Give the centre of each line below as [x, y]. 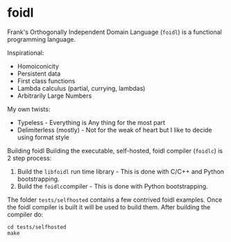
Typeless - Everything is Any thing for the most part [91, 122]
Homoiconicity [38, 66]
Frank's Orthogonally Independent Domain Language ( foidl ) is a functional [114, 32]
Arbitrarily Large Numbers [54, 96]
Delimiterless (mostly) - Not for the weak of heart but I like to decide [115, 130]
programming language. [42, 39]
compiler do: [25, 214]
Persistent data [39, 74]
